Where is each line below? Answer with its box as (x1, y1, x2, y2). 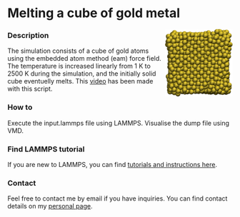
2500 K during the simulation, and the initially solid (7, 69, 156, 78)
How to (7, 102, 33, 112)
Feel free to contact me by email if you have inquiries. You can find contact (7, 194, 228, 203)
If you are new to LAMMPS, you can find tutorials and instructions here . (7, 161, 218, 169)
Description (7, 31, 49, 41)
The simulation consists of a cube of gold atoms (7, 46, 149, 55)
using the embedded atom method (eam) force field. (7, 54, 162, 63)
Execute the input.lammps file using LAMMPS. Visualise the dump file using (7, 118, 230, 127)
